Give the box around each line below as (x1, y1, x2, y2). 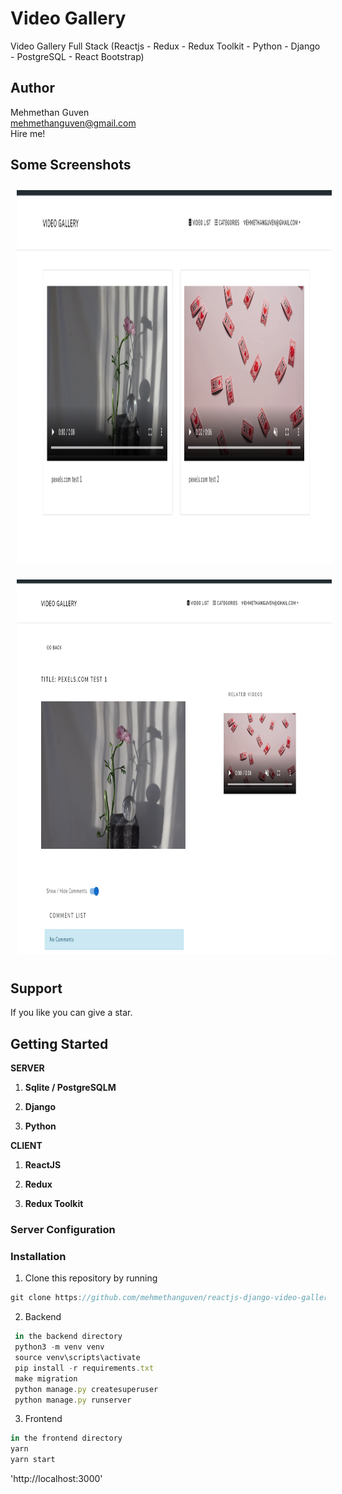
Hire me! (10, 127, 46, 139)
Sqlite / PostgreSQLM (24, 1082, 117, 1094)
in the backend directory (14, 1332, 123, 1342)
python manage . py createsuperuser (14, 1384, 159, 1394)
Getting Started (10, 1035, 109, 1052)
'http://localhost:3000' (10, 1473, 103, 1485)
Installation (10, 1250, 67, 1264)
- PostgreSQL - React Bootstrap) (10, 50, 145, 62)
